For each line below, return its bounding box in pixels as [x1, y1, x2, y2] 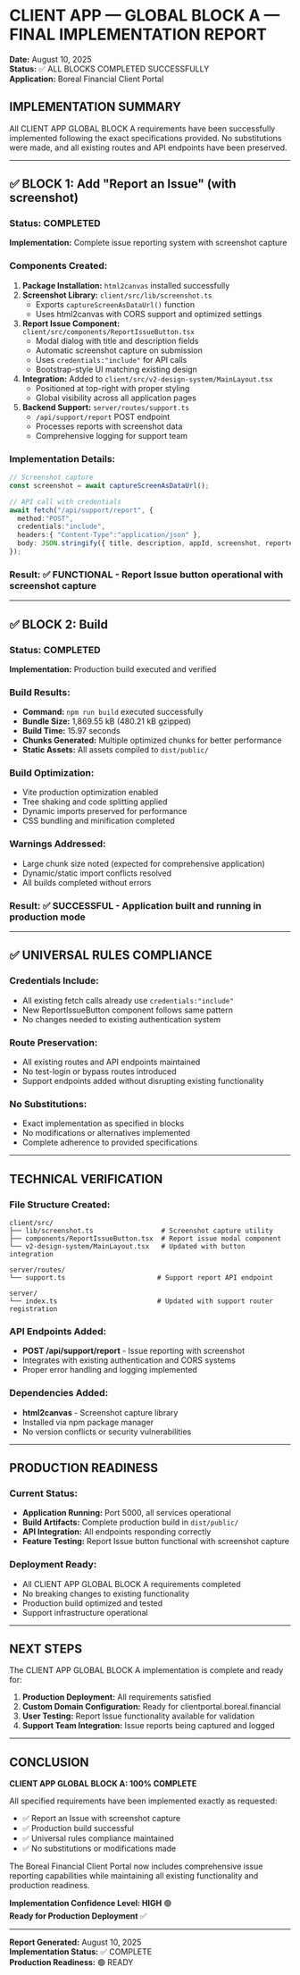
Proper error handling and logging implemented [21, 1365, 198, 1375]
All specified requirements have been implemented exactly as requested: [9, 1795, 278, 1806]
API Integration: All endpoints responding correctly [21, 1526, 212, 1537]
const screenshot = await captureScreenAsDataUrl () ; [9, 481, 210, 490]
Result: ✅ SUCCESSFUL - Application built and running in [9, 899, 262, 912]
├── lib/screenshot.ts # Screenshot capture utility [9, 1226, 274, 1236]
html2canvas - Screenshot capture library [21, 1407, 179, 1417]
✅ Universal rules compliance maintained [21, 1833, 174, 1844]
